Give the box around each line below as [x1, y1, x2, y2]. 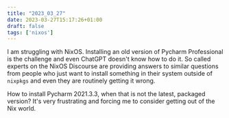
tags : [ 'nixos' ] [7, 29, 53, 36]
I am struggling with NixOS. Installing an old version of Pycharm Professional [7, 48, 224, 56]
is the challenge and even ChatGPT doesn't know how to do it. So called [7, 55, 211, 63]
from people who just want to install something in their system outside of [7, 70, 213, 78]
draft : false [7, 23, 45, 29]
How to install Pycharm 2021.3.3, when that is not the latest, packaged [7, 90, 206, 98]
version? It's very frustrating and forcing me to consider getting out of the [7, 97, 215, 106]
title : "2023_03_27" [7, 10, 67, 17]
